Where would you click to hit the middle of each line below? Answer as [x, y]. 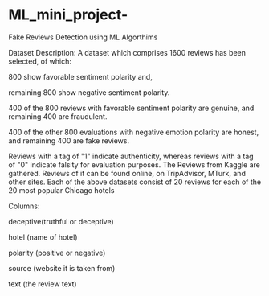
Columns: [24, 206]
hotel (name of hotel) [43, 237]
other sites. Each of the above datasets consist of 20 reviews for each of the [135, 182]
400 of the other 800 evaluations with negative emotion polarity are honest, [134, 132]
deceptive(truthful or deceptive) [61, 221]
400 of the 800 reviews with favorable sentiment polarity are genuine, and [131, 108]
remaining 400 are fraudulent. [58, 116]
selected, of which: [40, 61]
